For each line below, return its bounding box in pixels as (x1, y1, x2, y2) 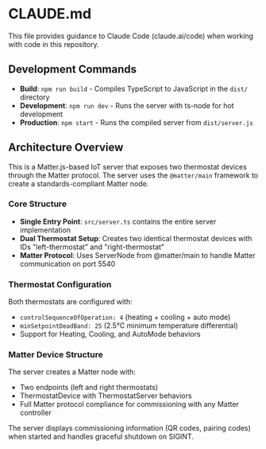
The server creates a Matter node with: (8, 367, 137, 377)
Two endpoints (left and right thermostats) (19, 383, 159, 392)
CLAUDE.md (8, 5, 92, 23)
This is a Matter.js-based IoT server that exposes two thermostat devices (8, 162, 248, 171)
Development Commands (8, 63, 137, 76)
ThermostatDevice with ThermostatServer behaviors (19, 391, 192, 400)
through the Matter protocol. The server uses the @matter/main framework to (8, 170, 259, 180)
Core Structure (8, 198, 67, 209)
